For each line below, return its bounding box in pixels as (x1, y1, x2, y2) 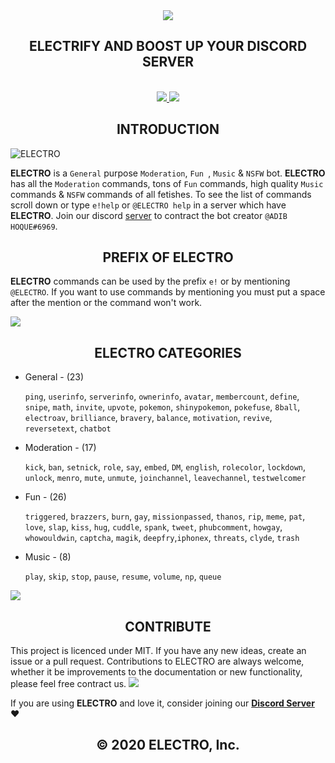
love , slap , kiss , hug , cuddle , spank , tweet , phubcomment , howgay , (24, 521, 283, 533)
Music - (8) (24, 551, 72, 563)
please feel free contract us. (10, 678, 127, 690)
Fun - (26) (24, 491, 67, 503)
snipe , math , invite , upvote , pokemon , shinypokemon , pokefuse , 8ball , (24, 401, 301, 413)
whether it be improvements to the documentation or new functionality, (10, 666, 303, 678)
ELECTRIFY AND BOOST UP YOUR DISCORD (28, 38, 308, 55)
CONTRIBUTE (124, 618, 212, 635)
